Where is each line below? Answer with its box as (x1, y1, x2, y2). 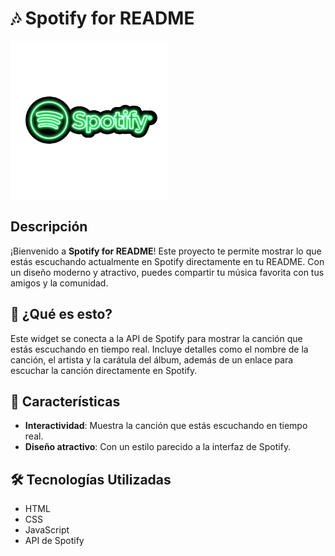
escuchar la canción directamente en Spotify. (10, 364, 198, 376)
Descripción (10, 218, 88, 236)
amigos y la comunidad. (10, 277, 109, 289)
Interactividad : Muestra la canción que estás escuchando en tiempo (24, 420, 308, 432)
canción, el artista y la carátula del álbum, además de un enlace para (10, 353, 294, 366)
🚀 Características (10, 393, 121, 410)
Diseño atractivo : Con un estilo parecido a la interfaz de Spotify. (24, 441, 292, 453)
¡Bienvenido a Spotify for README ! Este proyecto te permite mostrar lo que (10, 245, 322, 257)
